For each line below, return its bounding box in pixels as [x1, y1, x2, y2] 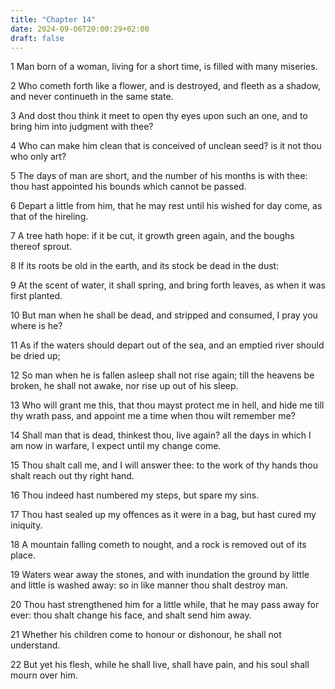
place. [10, 549, 37, 561]
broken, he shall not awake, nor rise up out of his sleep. [10, 380, 239, 392]
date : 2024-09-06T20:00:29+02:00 [10, 24, 150, 34]
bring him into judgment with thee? [10, 121, 154, 133]
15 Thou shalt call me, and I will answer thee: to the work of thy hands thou [10, 459, 319, 471]
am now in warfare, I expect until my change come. [10, 440, 222, 452]
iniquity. [10, 519, 43, 531]
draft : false [10, 33, 65, 43]
